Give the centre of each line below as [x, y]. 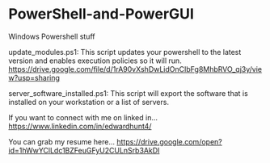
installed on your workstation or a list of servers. [89, 102]
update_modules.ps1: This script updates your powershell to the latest [125, 52]
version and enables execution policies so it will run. [95, 61]
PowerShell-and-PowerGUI [101, 14]
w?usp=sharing [34, 77]
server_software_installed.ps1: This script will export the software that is [128, 93]
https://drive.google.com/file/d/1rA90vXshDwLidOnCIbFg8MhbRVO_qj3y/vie [135, 69]
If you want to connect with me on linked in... [83, 117]
